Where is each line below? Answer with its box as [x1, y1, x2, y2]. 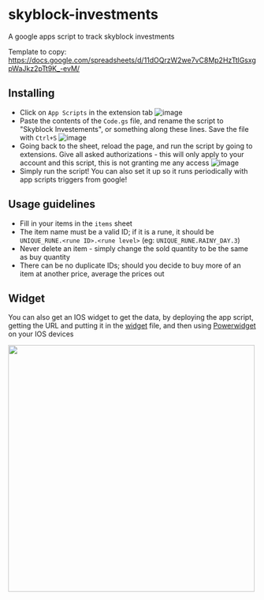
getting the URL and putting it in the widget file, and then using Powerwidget [8, 321, 256, 331]
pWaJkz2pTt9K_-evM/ [8, 63, 80, 73]
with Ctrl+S [19, 133, 58, 142]
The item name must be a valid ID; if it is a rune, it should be [19, 227, 214, 236]
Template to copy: [8, 47, 67, 56]
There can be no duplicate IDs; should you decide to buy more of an [19, 261, 242, 270]
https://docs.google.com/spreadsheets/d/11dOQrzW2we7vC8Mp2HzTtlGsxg [8, 55, 256, 65]
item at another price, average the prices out [19, 268, 165, 278]
